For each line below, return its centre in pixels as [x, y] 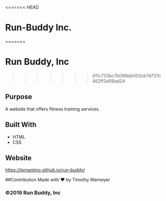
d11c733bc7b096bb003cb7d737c [127, 75]
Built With [21, 125]
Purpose [19, 97]
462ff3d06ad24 [109, 81]
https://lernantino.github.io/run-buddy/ [45, 170]
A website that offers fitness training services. [52, 109]
